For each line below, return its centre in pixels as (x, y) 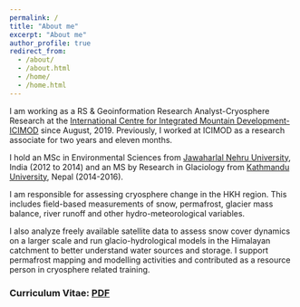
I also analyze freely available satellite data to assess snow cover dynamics (150, 231)
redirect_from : (38, 52)
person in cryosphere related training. (80, 269)
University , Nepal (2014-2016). (67, 177)
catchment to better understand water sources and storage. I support (139, 250)
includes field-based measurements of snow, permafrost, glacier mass (141, 204)
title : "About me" (44, 26)
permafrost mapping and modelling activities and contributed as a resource (150, 260)
